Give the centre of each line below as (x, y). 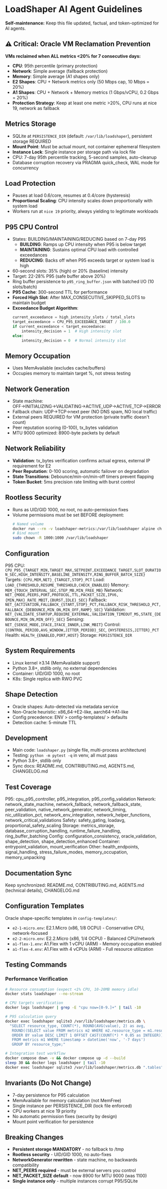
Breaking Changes (34, 1137)
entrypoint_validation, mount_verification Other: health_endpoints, (72, 847)
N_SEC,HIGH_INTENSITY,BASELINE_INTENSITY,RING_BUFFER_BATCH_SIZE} (75, 575)
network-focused (30, 933)
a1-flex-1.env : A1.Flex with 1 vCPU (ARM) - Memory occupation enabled (87, 944)
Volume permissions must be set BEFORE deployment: (68, 515)
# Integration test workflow (35, 1054)
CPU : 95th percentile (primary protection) (55, 65)
